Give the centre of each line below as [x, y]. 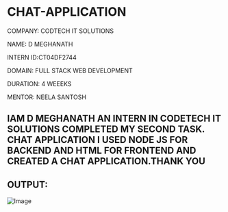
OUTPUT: [27, 184]
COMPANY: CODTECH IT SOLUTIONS [61, 31]
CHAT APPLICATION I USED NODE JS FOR [98, 140]
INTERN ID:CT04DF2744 [42, 57]
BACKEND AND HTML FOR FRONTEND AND [102, 151]
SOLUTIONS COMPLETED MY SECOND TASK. [106, 130]
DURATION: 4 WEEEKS [39, 83]
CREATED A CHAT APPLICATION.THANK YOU [106, 161]
